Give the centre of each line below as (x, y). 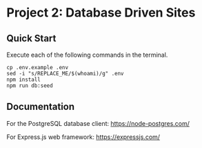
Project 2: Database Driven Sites (101, 13)
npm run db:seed (30, 86)
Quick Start (31, 38)
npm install (23, 80)
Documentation (41, 107)
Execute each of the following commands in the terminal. (87, 55)
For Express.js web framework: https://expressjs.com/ (83, 137)
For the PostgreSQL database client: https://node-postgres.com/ (98, 123)
